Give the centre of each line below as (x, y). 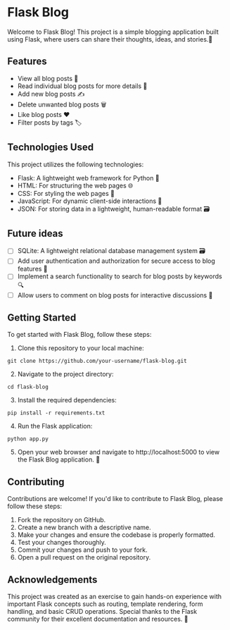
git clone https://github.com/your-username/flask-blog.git (97, 361)
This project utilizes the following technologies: (76, 164)
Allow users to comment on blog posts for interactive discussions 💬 (115, 295)
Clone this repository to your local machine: (81, 348)
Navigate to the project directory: (65, 374)
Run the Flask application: (55, 426)
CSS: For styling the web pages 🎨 (66, 193)
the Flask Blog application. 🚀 (59, 459)
